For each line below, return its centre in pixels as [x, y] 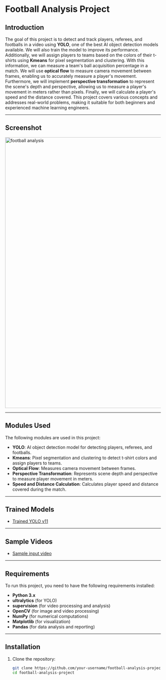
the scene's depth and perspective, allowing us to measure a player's [76, 87]
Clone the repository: [34, 659]
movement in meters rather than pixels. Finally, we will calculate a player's [81, 92]
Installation [23, 647]
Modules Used [28, 426]
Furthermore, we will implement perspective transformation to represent [80, 81]
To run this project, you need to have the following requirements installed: [80, 586]
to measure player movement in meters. [53, 478]
